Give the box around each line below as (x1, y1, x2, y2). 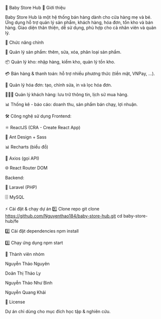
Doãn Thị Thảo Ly (5, 270, 41, 276)
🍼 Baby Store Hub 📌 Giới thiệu (5, 5, 65, 10)
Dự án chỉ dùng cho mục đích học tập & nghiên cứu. (5, 309, 111, 314)
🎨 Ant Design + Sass (5, 134, 47, 140)
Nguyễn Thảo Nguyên (5, 261, 50, 266)
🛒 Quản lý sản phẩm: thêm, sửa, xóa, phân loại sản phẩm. (5, 49, 122, 55)
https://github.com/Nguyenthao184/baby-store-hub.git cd (5, 213, 123, 219)
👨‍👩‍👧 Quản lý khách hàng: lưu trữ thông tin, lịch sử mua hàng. (5, 92, 129, 97)
